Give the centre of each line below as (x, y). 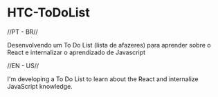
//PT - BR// (22, 32)
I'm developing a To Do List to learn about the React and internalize (103, 79)
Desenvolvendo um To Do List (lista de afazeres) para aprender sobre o (109, 45)
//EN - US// (23, 65)
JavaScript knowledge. (40, 86)
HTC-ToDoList (48, 13)
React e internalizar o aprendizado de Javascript (76, 52)
